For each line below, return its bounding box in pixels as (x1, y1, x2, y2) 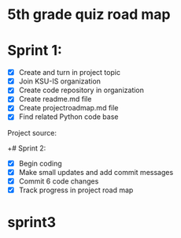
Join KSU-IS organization (18, 76, 102, 86)
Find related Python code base (18, 112, 119, 121)
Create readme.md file (18, 95, 92, 104)
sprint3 (7, 213, 57, 231)
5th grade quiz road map (7, 6, 171, 24)
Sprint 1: (7, 42, 62, 60)
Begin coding (18, 158, 62, 168)
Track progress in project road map (18, 185, 134, 195)
